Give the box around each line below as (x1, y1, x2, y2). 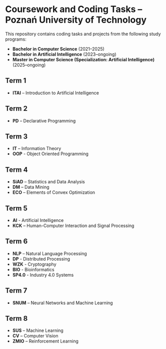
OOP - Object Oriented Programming (12, 151, 89, 157)
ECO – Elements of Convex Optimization (12, 189, 95, 195)
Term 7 (5, 286, 27, 295)
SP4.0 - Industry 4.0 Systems (12, 272, 74, 278)
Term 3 (5, 132, 28, 141)
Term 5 (5, 204, 27, 212)
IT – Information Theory (12, 146, 61, 152)
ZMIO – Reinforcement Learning (12, 338, 79, 344)
